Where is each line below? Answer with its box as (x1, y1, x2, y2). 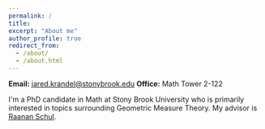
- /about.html (15, 57, 63, 65)
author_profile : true (8, 34, 82, 43)
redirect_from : (8, 42, 60, 50)
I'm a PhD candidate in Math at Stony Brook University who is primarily (8, 94, 245, 104)
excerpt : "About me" (8, 27, 79, 35)
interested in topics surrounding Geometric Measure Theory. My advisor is (8, 102, 258, 113)
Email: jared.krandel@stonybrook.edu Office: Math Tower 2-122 (8, 78, 223, 89)
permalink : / (8, 11, 53, 20)
